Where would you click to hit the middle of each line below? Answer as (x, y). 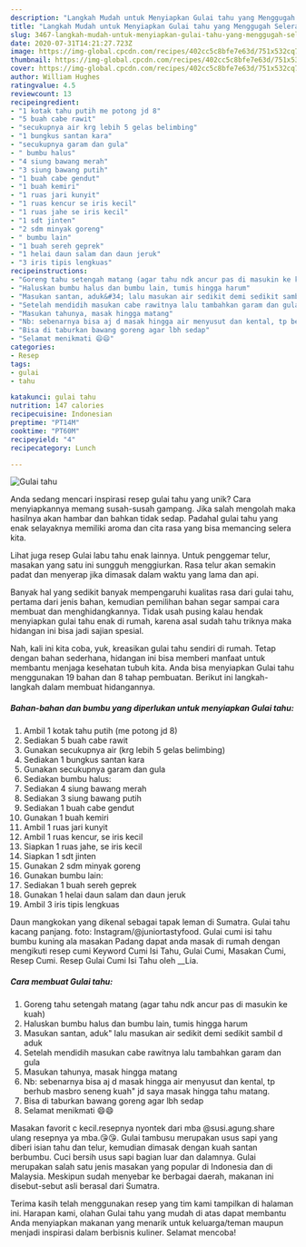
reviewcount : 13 (41, 94)
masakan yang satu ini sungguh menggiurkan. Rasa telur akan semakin (143, 565)
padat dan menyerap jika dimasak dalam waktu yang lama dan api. (135, 575)
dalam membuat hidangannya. (98, 688)
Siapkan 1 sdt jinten (59, 856)
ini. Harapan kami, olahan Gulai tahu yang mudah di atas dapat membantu (148, 1213)
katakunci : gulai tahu (53, 397)
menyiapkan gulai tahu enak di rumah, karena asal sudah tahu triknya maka (151, 621)
